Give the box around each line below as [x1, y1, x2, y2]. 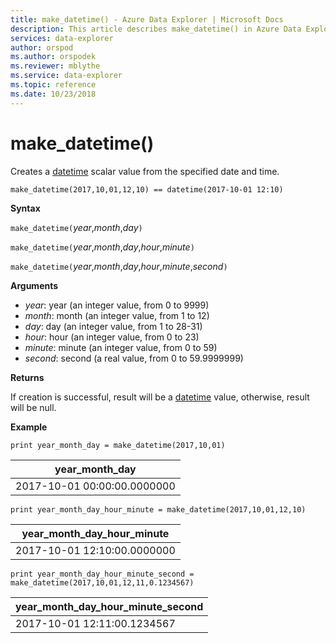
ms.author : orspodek [10, 52, 97, 62]
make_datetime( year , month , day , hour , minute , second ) [10, 260, 228, 272]
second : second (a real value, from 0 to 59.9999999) [24, 352, 244, 364]
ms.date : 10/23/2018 [10, 89, 97, 99]
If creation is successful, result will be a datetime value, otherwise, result [10, 391, 310, 403]
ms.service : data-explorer [10, 71, 123, 81]
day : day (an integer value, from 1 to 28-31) [24, 320, 203, 332]
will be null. [10, 401, 57, 413]
